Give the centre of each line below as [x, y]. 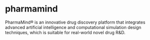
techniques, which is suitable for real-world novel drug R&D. [65, 32]
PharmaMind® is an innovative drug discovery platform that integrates [75, 22]
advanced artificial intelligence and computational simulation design [73, 27]
